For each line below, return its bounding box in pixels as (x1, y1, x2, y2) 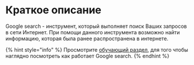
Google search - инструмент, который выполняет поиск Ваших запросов (5, 23, 187, 30)
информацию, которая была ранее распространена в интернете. (5, 35, 169, 42)
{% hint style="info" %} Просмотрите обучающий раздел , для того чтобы (5, 46, 189, 53)
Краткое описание (5, 3, 102, 17)
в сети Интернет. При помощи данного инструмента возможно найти (5, 28, 180, 35)
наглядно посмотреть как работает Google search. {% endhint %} (5, 52, 169, 59)
